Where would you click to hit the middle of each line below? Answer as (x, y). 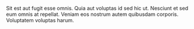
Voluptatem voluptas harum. (40, 20)
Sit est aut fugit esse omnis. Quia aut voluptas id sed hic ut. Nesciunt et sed (97, 8)
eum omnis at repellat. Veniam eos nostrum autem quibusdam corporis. (92, 14)
